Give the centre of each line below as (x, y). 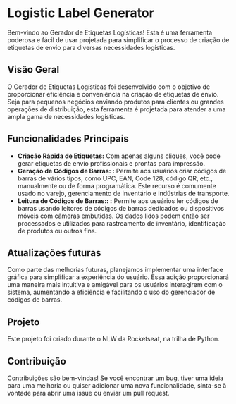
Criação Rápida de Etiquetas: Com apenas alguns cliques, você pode (119, 156)
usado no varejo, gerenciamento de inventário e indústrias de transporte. (123, 193)
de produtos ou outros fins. (57, 231)
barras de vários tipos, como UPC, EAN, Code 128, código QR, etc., (115, 178)
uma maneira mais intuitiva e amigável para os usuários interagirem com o (115, 285)
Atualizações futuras (54, 253)
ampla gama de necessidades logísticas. (66, 116)
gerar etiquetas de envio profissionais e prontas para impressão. (111, 163)
